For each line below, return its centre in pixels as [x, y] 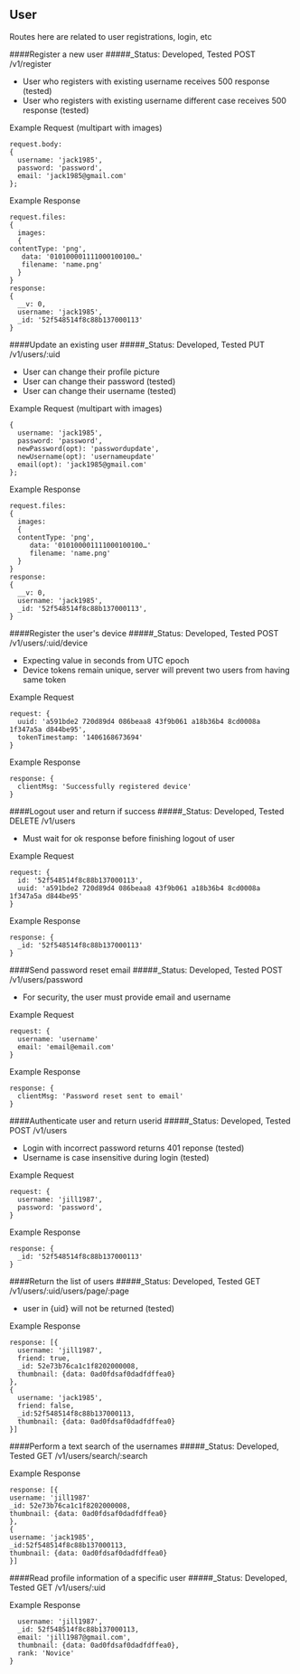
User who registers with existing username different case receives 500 [155, 100]
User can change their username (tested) [99, 390]
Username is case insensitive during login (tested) [116, 1157]
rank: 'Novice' [46, 1653]
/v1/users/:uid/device [49, 643]
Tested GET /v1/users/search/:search [79, 1455]
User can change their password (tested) [99, 381]
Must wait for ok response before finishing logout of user [128, 838]
